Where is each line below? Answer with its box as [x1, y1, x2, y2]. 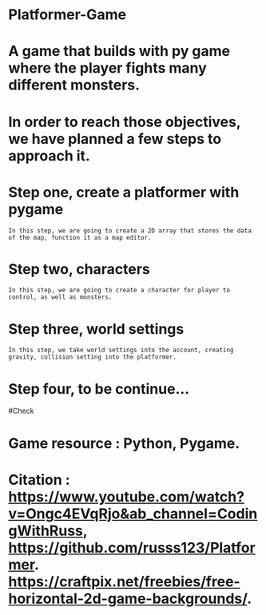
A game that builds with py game [8, 42, 231, 61]
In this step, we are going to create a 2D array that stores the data [8, 226, 252, 235]
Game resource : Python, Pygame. [8, 434, 240, 452]
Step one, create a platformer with [8, 183, 240, 201]
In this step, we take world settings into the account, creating [8, 346, 234, 355]
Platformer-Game [8, 6, 126, 24]
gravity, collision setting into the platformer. [8, 353, 177, 361]
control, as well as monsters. [8, 293, 113, 301]
